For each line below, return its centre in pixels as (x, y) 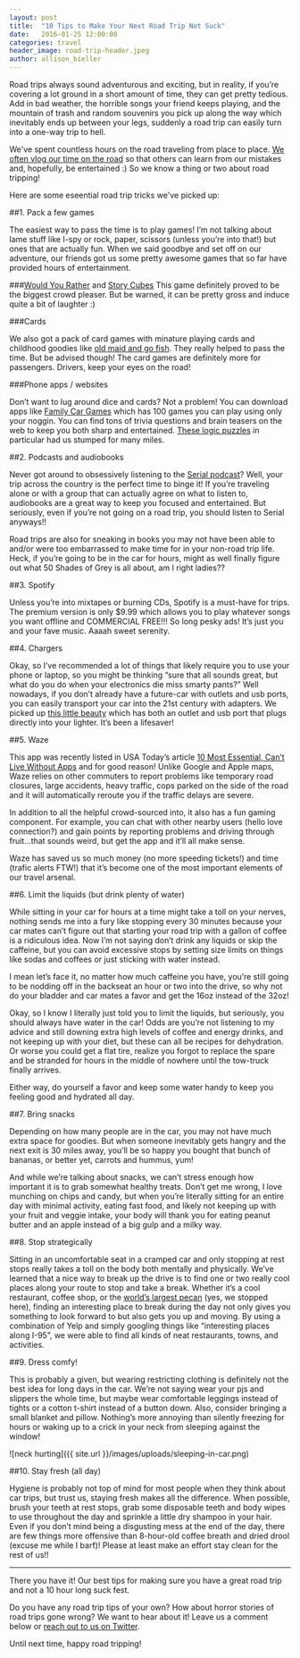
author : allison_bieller (55, 59)
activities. (27, 1345)
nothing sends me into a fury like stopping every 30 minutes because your (146, 921)
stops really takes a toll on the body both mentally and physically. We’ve (142, 1269)
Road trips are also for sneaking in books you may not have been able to (142, 539)
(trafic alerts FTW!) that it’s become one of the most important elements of (146, 867)
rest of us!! (29, 1555)
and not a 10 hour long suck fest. (70, 1590)
